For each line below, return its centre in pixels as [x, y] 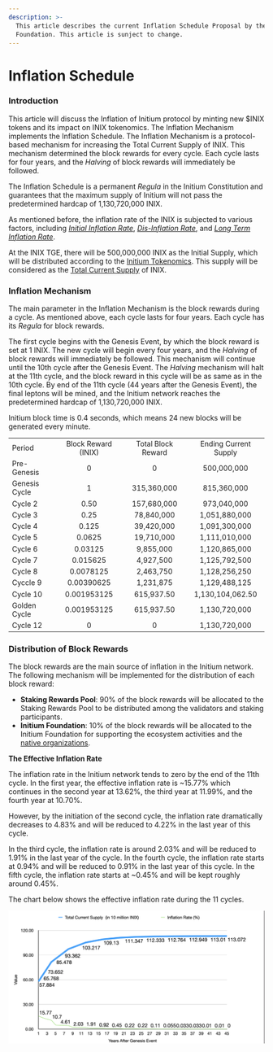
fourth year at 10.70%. [45, 800]
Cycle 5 [25, 538]
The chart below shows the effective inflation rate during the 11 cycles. [126, 899]
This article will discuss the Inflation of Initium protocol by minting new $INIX [136, 119]
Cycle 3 [25, 515]
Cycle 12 [27, 626]
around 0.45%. [33, 884]
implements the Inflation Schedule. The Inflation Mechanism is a [116, 136]
